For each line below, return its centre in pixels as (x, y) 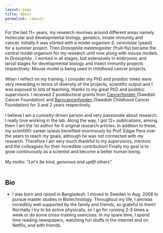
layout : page (18, 10)
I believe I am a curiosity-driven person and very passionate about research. (81, 116)
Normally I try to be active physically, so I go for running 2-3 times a (80, 210)
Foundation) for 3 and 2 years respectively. (48, 105)
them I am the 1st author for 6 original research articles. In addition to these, (81, 126)
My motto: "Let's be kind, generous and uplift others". (59, 162)
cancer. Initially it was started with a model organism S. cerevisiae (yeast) (79, 43)
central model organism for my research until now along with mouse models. (82, 53)
